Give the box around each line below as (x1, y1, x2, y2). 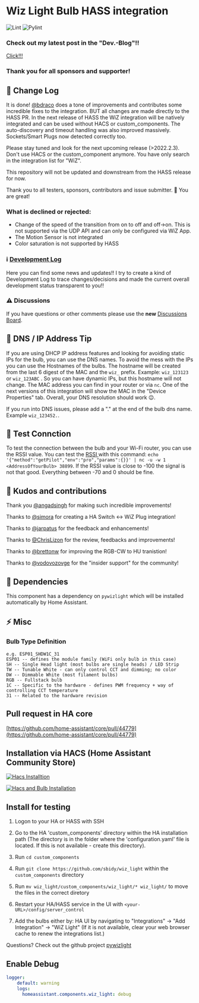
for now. (6, 174, 27, 182)
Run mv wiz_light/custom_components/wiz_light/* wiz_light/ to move (14, 883, 188, 890)
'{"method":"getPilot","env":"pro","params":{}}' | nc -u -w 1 (6, 457, 166, 463)
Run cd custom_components (14, 854, 80, 861)
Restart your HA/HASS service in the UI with (14, 901, 124, 908)
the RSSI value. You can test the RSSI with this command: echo (6, 451, 159, 458)
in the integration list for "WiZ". (6, 156, 82, 164)
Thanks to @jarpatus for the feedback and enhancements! (6, 525, 149, 532)
